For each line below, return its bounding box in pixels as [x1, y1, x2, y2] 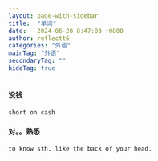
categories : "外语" [8, 42, 71, 50]
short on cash [8, 108, 56, 117]
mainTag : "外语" [8, 49, 60, 57]
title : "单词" [8, 19, 57, 27]
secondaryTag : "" [8, 57, 67, 65]
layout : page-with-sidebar [8, 11, 99, 20]
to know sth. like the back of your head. [8, 145, 152, 153]
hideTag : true [8, 64, 56, 72]
